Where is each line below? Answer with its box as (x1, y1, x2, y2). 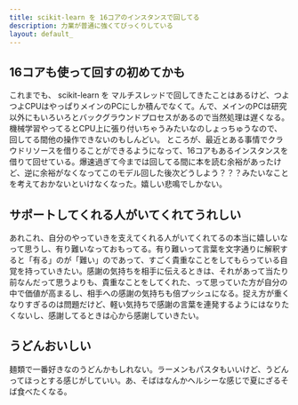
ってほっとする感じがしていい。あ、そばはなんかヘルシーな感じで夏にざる (9, 375, 282, 385)
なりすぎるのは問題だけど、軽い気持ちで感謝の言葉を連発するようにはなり (9, 299, 282, 309)
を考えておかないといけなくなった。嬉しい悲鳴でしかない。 (9, 179, 227, 189)
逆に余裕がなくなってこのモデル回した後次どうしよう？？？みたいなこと (24, 168, 289, 179)
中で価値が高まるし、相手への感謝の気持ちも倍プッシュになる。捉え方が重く (9, 288, 290, 298)
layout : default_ (9, 29, 74, 38)
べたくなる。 (24, 385, 72, 396)
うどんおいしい (9, 338, 92, 353)
